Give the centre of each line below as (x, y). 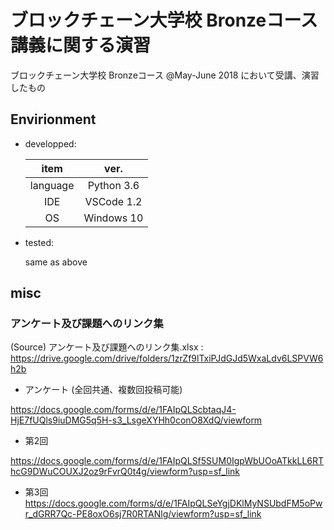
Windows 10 (113, 218)
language (52, 185)
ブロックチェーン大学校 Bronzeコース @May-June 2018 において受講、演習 (165, 75)
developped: (50, 143)
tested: (39, 242)
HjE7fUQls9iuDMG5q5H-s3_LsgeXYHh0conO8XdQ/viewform (136, 420)
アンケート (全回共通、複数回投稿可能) (103, 390)
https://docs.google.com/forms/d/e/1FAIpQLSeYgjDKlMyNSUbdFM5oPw (173, 503)
